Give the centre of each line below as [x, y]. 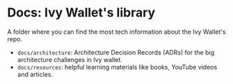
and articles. [35, 74]
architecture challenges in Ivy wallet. [70, 59]
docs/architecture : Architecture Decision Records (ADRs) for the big [115, 52]
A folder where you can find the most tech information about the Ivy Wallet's [116, 32]
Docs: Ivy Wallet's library [81, 13]
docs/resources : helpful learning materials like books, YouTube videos [117, 67]
